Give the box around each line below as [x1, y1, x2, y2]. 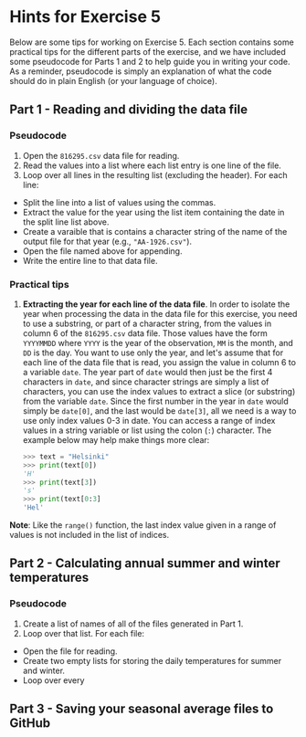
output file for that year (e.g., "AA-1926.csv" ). [22, 236, 193, 247]
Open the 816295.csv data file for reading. [22, 150, 180, 161]
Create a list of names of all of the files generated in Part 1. [22, 618, 244, 629]
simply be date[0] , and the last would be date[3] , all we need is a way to [22, 405, 297, 416]
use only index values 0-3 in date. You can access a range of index [22, 415, 276, 426]
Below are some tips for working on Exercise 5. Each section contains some [9, 37, 294, 47]
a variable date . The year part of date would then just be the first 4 [22, 366, 273, 377]
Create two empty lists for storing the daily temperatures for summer [22, 655, 282, 666]
